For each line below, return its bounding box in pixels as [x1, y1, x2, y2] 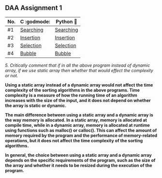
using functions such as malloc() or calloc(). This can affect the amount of [5, 127, 157, 133]
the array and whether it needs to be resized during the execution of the [5, 162, 152, 168]
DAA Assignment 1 [5, 4, 62, 12]
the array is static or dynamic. [5, 103, 67, 108]
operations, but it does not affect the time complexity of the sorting [5, 137, 143, 143]
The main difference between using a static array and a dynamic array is [5, 112, 153, 118]
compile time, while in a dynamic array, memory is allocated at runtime [5, 122, 150, 128]
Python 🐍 [55, 18, 77, 25]
